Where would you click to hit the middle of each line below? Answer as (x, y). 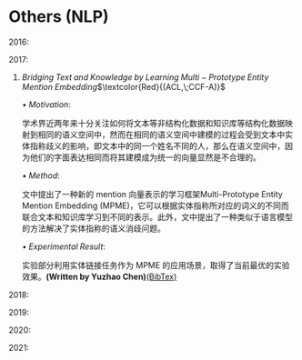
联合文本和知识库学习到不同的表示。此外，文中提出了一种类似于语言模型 (157, 216)
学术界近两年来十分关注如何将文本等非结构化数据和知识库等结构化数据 (153, 123)
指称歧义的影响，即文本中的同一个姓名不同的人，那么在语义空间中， (157, 145)
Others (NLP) (59, 17)
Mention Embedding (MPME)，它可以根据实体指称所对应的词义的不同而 (156, 205)
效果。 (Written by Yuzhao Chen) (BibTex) (99, 276)
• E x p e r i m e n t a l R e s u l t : (64, 246)
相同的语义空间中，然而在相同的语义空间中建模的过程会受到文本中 (161, 135)
